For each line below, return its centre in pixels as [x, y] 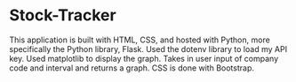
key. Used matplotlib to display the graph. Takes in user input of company [144, 58]
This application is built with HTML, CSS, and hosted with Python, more [140, 40]
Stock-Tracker [63, 15]
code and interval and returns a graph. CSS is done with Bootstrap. [132, 68]
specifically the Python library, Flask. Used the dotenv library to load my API [148, 48]
